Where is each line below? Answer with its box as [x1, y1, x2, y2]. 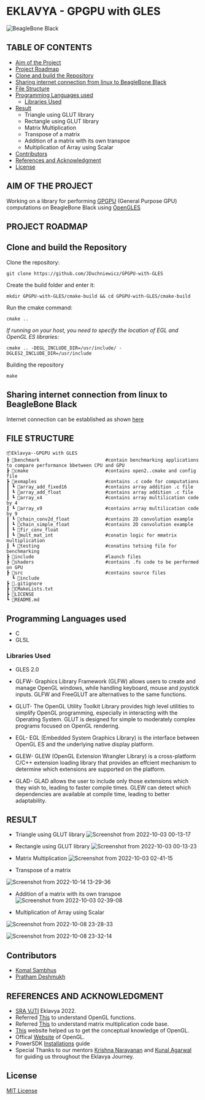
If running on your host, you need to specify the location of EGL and [6, 327, 179, 334]
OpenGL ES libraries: [6, 333, 60, 340]
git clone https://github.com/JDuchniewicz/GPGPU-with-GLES [6, 270, 164, 277]
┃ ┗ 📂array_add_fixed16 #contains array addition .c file [6, 484, 193, 490]
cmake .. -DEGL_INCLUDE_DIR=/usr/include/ [6, 345, 117, 351]
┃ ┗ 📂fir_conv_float [6, 527, 60, 533]
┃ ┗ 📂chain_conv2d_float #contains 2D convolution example [6, 516, 193, 522]
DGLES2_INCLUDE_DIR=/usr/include [6, 350, 92, 357]
